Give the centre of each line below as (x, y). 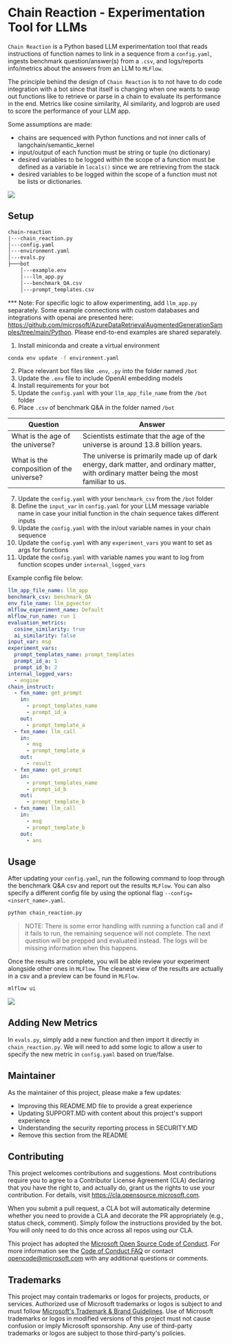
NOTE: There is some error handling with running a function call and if (124, 926)
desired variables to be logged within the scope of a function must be (116, 159)
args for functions (43, 550)
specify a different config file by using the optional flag (86, 893)
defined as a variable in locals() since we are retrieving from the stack (118, 167)
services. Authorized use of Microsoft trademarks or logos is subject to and (115, 1304)
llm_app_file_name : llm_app (48, 591)
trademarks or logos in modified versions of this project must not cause (109, 1319)
